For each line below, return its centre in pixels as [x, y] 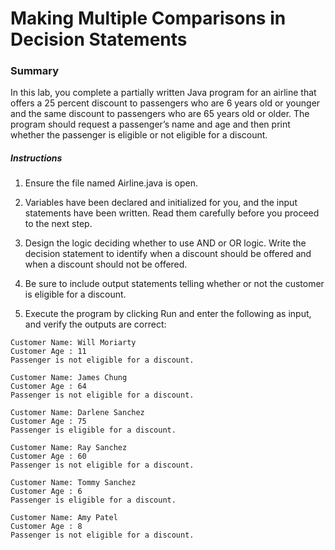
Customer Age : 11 [48, 352]
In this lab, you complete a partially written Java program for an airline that [163, 93]
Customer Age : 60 [48, 457]
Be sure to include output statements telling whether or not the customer [174, 284]
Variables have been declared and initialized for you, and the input [161, 203]
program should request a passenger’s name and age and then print [150, 124]
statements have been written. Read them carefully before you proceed [172, 213]
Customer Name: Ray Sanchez [69, 448]
